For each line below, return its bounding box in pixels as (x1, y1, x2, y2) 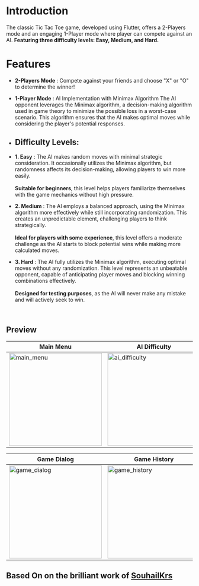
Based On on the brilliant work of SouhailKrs (6, 571, 173, 581)
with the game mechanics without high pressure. (14, 191, 134, 198)
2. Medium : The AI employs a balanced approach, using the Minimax (14, 202, 185, 209)
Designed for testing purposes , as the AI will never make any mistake (14, 289, 187, 297)
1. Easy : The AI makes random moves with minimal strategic (14, 153, 163, 160)
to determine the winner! (14, 83, 75, 90)
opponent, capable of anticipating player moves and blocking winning (14, 270, 185, 278)
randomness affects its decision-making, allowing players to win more (14, 165, 186, 173)
